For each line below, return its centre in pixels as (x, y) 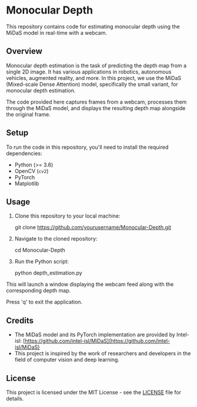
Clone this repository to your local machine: (67, 216)
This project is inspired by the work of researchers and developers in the (103, 353)
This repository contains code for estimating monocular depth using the (93, 26)
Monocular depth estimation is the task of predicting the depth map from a (96, 65)
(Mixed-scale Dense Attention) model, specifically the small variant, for (92, 84)
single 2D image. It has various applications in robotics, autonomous (89, 72)
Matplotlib (27, 184)
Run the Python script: (42, 262)
